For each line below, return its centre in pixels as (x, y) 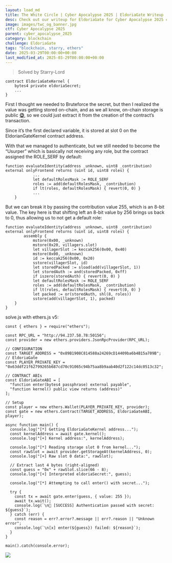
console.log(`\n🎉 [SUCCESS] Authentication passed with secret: (84, 506)
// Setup (15, 403)
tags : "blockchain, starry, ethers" (44, 48)
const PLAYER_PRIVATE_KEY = (35, 363)
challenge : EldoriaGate (31, 43)
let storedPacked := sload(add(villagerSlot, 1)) (87, 267)
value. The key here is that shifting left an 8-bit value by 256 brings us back (85, 212)
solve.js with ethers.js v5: (32, 317)
